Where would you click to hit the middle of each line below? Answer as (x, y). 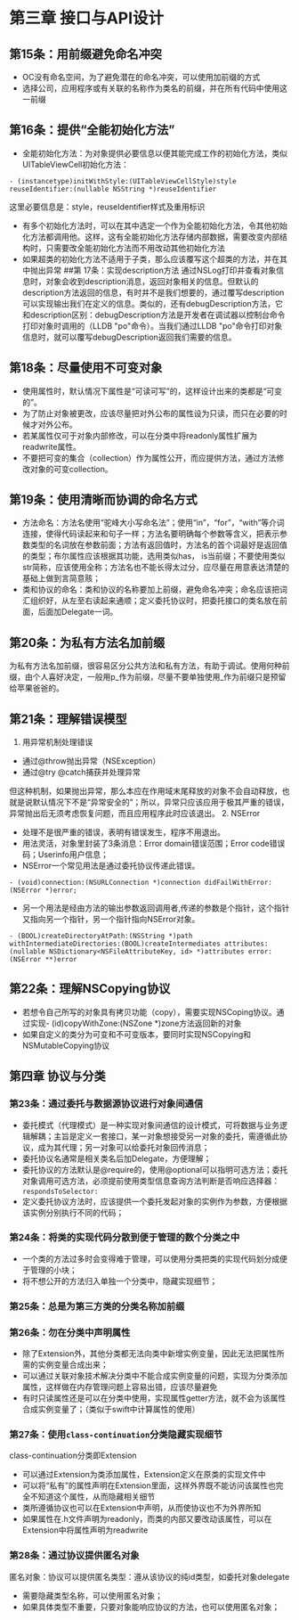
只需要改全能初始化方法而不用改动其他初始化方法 (135, 248)
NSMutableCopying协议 (65, 1045)
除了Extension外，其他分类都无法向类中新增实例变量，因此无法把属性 (149, 1354)
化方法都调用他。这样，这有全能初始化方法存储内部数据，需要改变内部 (151, 236)
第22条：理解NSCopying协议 (90, 989)
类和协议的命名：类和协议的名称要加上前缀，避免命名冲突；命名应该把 (151, 590)
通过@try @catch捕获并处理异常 (81, 773)
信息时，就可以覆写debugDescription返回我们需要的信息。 (129, 337)
